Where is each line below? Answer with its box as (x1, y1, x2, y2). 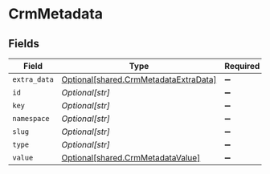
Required (224, 61, 260, 71)
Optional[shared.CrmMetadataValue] (61, 152, 201, 163)
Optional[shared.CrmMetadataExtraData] (61, 74, 217, 85)
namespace (12, 114, 50, 123)
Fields (8, 37, 40, 51)
